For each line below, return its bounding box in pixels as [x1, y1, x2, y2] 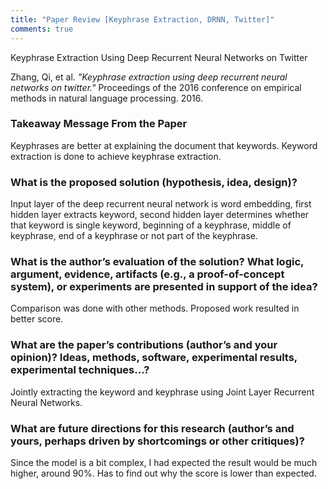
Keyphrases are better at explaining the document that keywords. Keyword [10, 139, 318, 151]
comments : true [10, 24, 74, 34]
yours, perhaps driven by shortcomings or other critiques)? [10, 434, 305, 448]
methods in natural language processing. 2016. [10, 92, 204, 104]
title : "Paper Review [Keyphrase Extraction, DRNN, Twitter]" [10, 14, 275, 25]
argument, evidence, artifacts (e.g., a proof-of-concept [10, 267, 285, 281]
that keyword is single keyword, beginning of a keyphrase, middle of [10, 219, 292, 231]
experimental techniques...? [10, 363, 150, 377]
